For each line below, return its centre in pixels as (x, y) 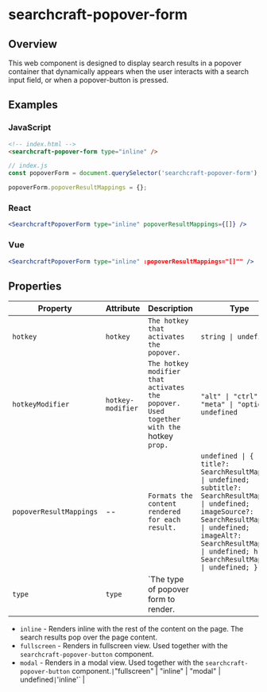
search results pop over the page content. (88, 637)
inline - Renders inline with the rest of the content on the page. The (132, 629)
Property (55, 309)
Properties (35, 286)
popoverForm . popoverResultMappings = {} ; (78, 188)
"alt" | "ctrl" (229, 397)
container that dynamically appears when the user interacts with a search (128, 72)
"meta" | (217, 404)
